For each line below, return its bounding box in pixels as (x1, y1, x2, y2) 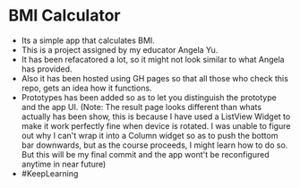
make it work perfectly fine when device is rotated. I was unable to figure (21, 120, 291, 131)
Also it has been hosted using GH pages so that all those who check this (21, 73, 288, 83)
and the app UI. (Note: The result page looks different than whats (21, 101, 261, 112)
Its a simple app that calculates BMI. (21, 35, 156, 46)
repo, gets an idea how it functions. (21, 82, 153, 93)
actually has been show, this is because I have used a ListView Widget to (21, 111, 291, 122)
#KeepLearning (21, 167, 79, 179)
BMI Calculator (8, 5, 121, 26)
